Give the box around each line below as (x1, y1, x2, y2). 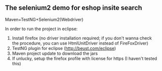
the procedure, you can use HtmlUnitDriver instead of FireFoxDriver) (12, 40, 148, 46)
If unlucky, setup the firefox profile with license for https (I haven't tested (12, 55, 157, 61)
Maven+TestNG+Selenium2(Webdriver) (5, 16, 84, 22)
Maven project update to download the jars (12, 50, 98, 56)
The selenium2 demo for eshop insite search (5, 4, 143, 12)
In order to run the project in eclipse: (5, 26, 78, 32)
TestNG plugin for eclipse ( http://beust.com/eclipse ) (12, 45, 116, 51)
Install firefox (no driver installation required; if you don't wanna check (12, 35, 152, 41)
